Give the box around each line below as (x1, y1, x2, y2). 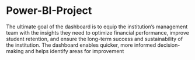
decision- (157, 42, 180, 48)
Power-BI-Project (6, 4, 92, 17)
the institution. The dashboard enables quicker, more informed (6, 42, 156, 48)
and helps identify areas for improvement (25, 47, 124, 54)
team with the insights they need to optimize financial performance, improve (6, 29, 190, 36)
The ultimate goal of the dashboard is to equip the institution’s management (6, 23, 188, 30)
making (6, 47, 25, 54)
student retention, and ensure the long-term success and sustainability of (6, 35, 183, 42)
